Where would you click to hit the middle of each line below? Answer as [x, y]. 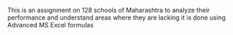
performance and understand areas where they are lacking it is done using [116, 17]
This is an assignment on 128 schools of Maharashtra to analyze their [109, 10]
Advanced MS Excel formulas [50, 25]
